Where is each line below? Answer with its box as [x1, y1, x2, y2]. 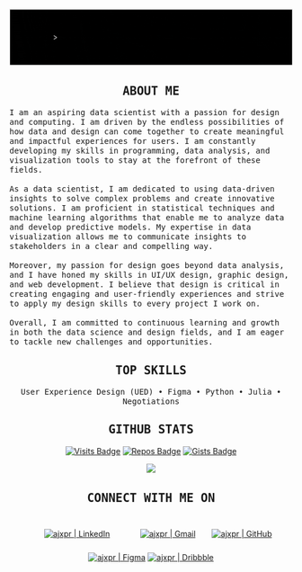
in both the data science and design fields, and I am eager [9, 327, 285, 337]
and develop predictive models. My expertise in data [9, 222, 252, 233]
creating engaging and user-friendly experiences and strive [9, 289, 285, 299]
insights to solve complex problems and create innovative [9, 193, 276, 204]
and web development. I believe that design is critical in [9, 280, 280, 290]
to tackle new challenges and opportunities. [9, 337, 214, 347]
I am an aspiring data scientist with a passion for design [9, 108, 280, 118]
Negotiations [122, 397, 180, 407]
